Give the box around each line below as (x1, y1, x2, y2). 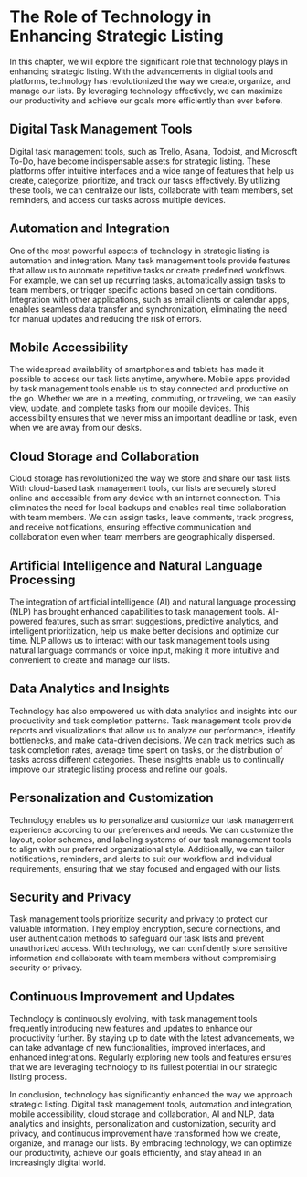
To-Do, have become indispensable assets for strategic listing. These (9, 155, 271, 166)
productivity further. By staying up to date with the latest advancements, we (9, 1033, 295, 1043)
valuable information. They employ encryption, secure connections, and (9, 924, 281, 935)
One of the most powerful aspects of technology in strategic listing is (9, 245, 270, 256)
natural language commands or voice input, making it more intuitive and (9, 645, 280, 656)
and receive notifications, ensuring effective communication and (9, 521, 252, 532)
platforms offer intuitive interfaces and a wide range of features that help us (9, 165, 295, 176)
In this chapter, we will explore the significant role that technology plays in (9, 56, 288, 67)
